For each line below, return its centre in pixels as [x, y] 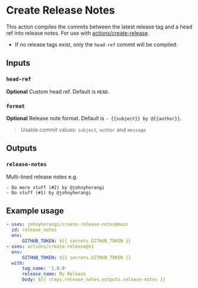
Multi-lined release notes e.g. [42, 177]
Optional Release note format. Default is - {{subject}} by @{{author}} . [94, 118]
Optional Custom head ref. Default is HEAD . [58, 91]
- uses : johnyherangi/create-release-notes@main [67, 225]
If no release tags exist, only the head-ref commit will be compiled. [96, 44]
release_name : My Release [54, 274]
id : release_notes [34, 230]
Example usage [35, 211]
